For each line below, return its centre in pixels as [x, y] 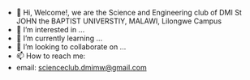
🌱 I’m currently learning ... [59, 38]
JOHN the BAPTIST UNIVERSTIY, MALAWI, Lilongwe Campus [119, 21]
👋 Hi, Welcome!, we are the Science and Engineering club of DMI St [129, 13]
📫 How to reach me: [51, 56]
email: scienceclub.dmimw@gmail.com [82, 67]
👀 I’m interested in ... [50, 29]
